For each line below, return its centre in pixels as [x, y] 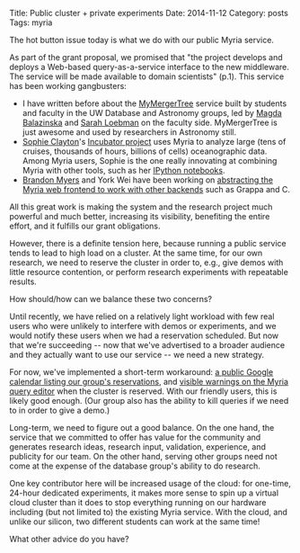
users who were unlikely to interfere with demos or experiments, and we [143, 326]
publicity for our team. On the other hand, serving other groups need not [144, 456]
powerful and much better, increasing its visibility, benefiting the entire [140, 216]
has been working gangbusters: [68, 86]
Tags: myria [31, 22]
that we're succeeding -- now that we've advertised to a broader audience [147, 345]
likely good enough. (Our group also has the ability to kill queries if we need [149, 401]
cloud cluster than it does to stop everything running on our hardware [138, 502]
